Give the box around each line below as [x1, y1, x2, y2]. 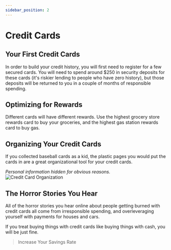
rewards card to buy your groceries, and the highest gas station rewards [5, 119, 158, 126]
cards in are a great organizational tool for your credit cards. [5, 159, 132, 165]
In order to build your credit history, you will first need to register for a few [5, 64, 162, 70]
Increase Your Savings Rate [17, 239, 77, 245]
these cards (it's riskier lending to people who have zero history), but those [5, 74, 164, 81]
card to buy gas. [5, 125, 40, 131]
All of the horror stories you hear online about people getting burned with [5, 203, 160, 209]
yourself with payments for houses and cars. [5, 214, 100, 220]
